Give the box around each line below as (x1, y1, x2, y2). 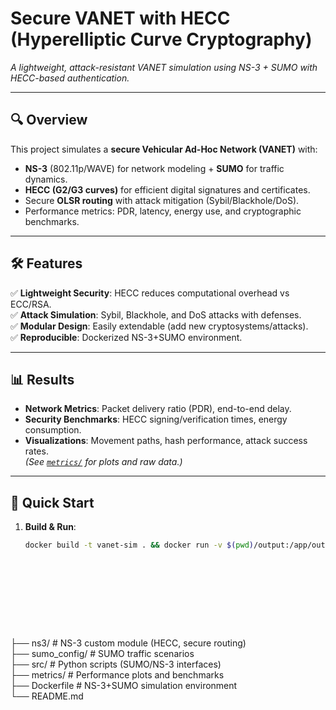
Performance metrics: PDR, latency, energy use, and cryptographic (24, 205, 302, 217)
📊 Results (10, 371, 75, 388)
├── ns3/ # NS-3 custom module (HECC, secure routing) (10, 637, 247, 649)
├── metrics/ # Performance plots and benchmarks (10, 669, 225, 681)
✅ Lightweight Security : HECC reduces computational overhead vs (10, 287, 290, 299)
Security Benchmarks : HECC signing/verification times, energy (24, 413, 288, 426)
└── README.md (10, 690, 84, 702)
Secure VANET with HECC (10, 7, 231, 30)
